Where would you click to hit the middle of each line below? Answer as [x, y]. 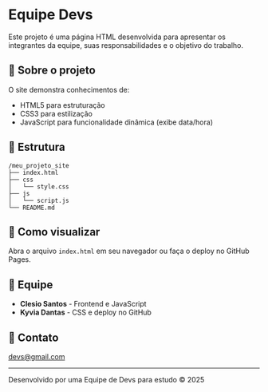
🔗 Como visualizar [54, 232]
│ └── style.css [39, 186]
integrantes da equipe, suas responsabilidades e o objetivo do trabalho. [126, 45]
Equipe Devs [51, 15]
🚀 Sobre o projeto [52, 71]
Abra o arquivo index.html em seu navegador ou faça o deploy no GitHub [129, 251]
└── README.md [32, 208]
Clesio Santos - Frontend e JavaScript [83, 304]
